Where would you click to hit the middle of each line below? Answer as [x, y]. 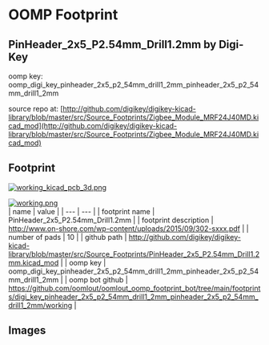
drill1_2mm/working [40, 305]
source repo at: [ [36, 109]
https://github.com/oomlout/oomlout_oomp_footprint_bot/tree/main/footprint [134, 288]
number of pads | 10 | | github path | [68, 237]
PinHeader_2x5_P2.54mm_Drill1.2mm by [112, 45]
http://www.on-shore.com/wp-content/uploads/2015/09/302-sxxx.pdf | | [129, 228]
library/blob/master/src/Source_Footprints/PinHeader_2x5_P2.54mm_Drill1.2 [134, 254]
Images [27, 331]
